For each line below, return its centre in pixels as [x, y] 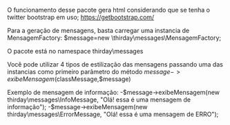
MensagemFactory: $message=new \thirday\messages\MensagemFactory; [114, 38]
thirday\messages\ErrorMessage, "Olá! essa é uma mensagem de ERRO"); [113, 114]
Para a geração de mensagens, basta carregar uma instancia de [98, 31]
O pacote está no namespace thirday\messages [75, 51]
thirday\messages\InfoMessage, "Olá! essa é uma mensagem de [99, 100]
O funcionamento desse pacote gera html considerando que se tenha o [109, 10]
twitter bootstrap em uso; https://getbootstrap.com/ [81, 17]
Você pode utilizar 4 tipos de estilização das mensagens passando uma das [115, 64]
